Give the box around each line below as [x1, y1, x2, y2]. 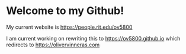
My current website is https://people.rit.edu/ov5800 [6, 23, 133, 31]
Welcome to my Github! [6, 4, 124, 18]
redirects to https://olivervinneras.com [6, 41, 100, 48]
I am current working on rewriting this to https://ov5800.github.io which [6, 35, 181, 42]
